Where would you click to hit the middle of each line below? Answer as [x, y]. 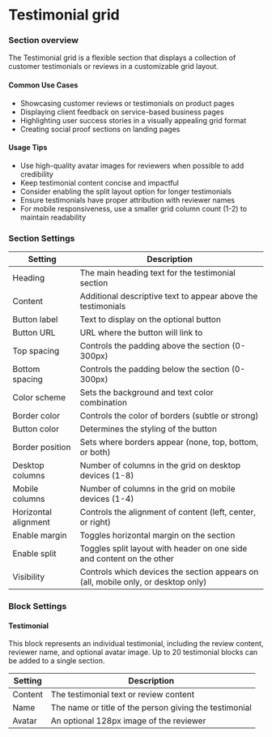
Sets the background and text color [147, 392]
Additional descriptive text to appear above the [169, 296]
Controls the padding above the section [155, 346]
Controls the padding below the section [155, 369]
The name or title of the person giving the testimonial [151, 708]
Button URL [34, 332]
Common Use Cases [43, 85]
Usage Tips [28, 148]
